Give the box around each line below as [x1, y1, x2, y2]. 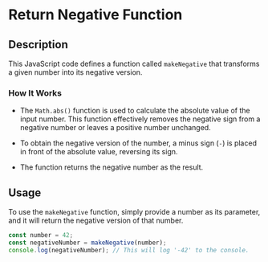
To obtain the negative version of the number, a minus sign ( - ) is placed [19, 138, 257, 148]
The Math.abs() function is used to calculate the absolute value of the [19, 106, 250, 116]
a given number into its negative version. [8, 68, 143, 77]
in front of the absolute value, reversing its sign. [19, 147, 178, 157]
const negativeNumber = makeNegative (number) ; [8, 239, 167, 247]
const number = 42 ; [8, 231, 74, 239]
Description [8, 38, 68, 51]
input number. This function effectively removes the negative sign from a [19, 114, 261, 124]
